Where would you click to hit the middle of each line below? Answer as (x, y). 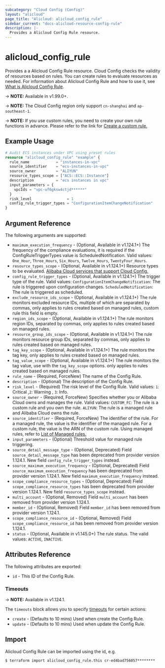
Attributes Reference (38, 555)
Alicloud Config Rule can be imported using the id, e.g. (61, 651)
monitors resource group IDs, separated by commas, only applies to (81, 339)
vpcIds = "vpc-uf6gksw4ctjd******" (50, 189)
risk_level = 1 (42, 199)
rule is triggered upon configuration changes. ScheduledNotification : (83, 287)
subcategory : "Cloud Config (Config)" (45, 10)
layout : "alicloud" (25, 14)
